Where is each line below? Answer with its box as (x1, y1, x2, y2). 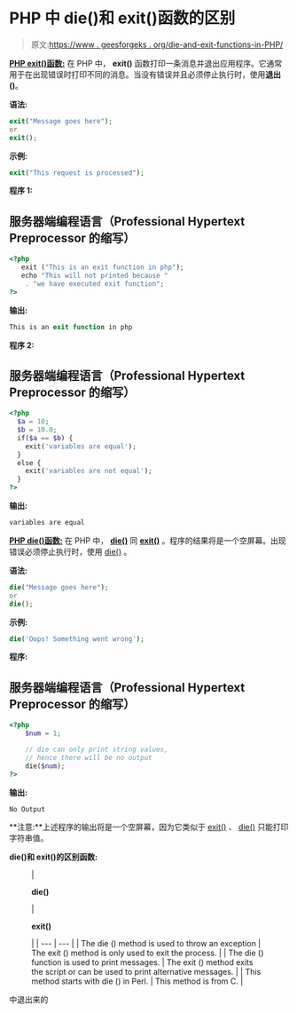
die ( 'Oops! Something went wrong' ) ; (9, 634, 145, 644)
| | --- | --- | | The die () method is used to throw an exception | (31, 938, 262, 949)
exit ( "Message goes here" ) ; (9, 116, 113, 125)
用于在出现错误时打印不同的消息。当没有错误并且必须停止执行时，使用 (9, 68, 266, 80)
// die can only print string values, (25, 745, 168, 754)
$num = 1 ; (25, 729, 62, 738)
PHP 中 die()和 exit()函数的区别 (9, 8, 236, 28)
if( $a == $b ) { (17, 433, 74, 442)
